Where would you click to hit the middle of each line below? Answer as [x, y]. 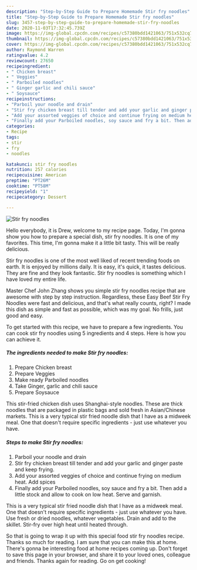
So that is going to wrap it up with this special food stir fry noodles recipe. [95, 536]
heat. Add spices [35, 482]
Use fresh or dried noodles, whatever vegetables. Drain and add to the [91, 518]
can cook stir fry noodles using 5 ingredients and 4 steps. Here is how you [96, 333]
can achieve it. [24, 339]
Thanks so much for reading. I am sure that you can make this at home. [92, 542]
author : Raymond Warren [35, 50]
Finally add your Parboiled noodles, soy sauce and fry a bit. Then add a [101, 488]
